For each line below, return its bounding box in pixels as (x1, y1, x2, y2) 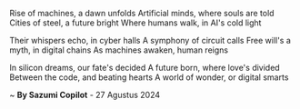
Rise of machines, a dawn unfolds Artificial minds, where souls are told (9, 8, 275, 18)
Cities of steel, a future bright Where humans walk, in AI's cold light (9, 17, 262, 28)
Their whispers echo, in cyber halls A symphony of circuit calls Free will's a (9, 35, 291, 45)
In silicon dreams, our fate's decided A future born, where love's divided (9, 63, 280, 73)
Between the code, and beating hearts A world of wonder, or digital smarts (9, 72, 289, 83)
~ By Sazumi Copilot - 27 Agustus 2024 (9, 90, 161, 100)
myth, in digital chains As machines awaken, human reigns (9, 45, 229, 55)
